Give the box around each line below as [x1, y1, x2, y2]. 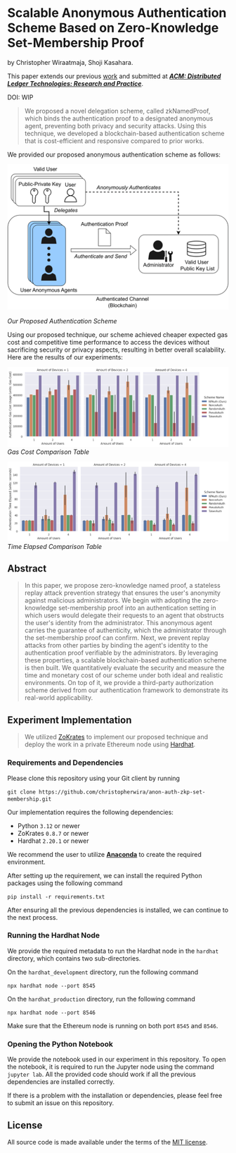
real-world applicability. [24, 693, 93, 702]
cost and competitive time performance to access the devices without [7, 338, 210, 346]
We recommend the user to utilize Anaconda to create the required [7, 850, 202, 858]
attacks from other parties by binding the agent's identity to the [24, 641, 209, 650]
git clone [7, 788, 37, 796]
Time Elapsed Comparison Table [7, 542, 103, 550]
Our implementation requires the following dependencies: [7, 808, 174, 816]
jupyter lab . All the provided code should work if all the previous [7, 1070, 197, 1079]
